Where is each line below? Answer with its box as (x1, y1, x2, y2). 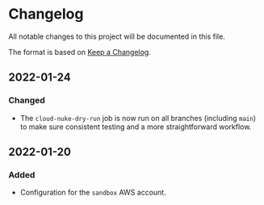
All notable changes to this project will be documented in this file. (8, 31, 226, 41)
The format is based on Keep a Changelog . (8, 47, 151, 56)
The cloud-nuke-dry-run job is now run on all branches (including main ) (19, 113, 257, 123)
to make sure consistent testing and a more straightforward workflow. (19, 122, 252, 132)
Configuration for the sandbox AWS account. (19, 187, 167, 198)
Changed (8, 94, 46, 106)
